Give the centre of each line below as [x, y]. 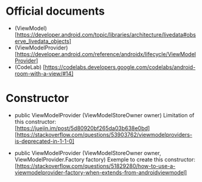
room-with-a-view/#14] [44, 73]
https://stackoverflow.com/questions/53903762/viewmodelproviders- [105, 134]
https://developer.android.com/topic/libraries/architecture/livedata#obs [106, 34]
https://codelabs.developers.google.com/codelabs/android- [120, 67]
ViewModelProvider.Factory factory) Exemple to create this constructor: [105, 159]
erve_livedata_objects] [43, 41]
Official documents [55, 11]
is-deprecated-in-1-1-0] [44, 141]
